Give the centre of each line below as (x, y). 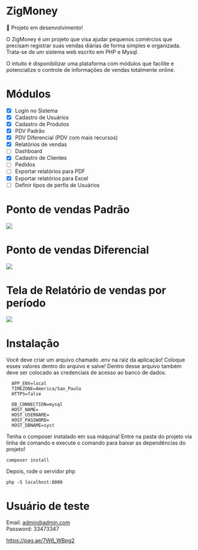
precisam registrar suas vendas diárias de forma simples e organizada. (94, 45)
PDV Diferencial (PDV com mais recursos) (66, 138)
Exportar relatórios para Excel (51, 178)
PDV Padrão (30, 131)
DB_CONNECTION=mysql (37, 405)
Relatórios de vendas (41, 144)
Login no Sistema (36, 110)
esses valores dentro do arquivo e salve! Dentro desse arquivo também (94, 366)
